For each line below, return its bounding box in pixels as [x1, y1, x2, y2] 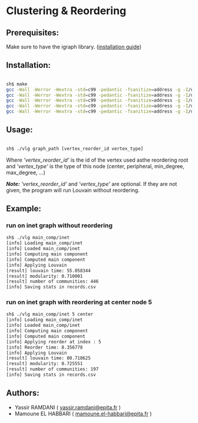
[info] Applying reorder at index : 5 [6, 339, 101, 345]
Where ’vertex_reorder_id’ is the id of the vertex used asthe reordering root [6, 156, 189, 163]
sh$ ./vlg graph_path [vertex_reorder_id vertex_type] [6, 146, 144, 152]
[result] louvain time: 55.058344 [6, 267, 91, 274]
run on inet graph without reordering [6, 221, 113, 229]
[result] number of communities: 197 [6, 366, 99, 372]
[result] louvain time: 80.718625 [6, 355, 91, 361]
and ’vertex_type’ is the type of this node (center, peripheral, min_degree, [6, 162, 184, 169]
